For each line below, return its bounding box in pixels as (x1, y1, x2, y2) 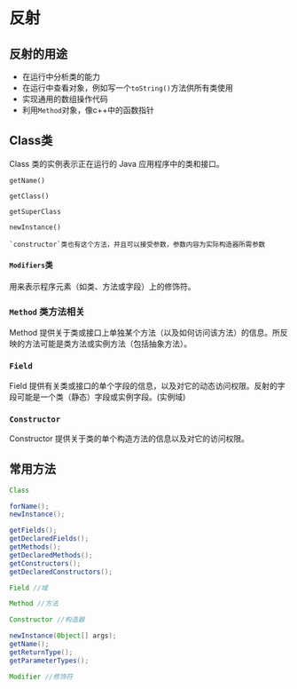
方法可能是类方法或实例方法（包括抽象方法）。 (24, 338, 192, 349)
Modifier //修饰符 (9, 672, 74, 681)
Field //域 (9, 583, 49, 592)
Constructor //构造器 (9, 615, 85, 624)
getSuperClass (9, 207, 62, 216)
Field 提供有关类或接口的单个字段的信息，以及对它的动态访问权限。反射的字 (9, 380, 285, 391)
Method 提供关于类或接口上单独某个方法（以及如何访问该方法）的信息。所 (9, 328, 281, 338)
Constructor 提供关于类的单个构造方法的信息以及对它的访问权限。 (9, 432, 250, 444)
